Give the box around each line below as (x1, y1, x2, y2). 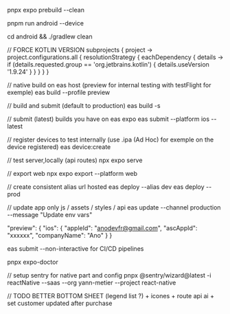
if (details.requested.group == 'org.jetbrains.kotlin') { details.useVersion (7, 60, 209, 68)
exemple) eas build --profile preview (7, 89, 111, 96)
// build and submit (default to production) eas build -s (7, 102, 161, 109)
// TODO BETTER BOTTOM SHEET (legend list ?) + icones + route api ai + (7, 292, 215, 300)
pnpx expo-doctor (7, 258, 58, 266)
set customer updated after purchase (7, 299, 113, 307)
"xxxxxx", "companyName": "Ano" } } (7, 232, 113, 239)
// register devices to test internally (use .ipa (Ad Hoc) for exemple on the (7, 135, 214, 144)
